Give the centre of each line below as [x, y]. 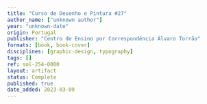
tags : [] [20, 58]
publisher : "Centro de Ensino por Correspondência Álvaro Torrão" [104, 39]
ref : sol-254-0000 [33, 64]
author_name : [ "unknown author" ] [55, 20]
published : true [30, 83]
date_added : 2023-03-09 [41, 90]
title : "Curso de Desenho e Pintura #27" [67, 13]
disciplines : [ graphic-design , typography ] [70, 52]
